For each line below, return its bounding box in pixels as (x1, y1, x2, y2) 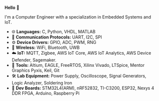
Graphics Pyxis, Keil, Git (11, 67, 60, 73)
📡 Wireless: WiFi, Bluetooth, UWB (11, 44, 80, 50)
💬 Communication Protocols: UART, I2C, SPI (11, 34, 102, 40)
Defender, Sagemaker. (11, 57, 57, 63)
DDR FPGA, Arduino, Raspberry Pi (11, 90, 80, 96)
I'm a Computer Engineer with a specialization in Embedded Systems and (4, 14, 151, 20)
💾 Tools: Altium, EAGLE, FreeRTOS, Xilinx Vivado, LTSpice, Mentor (11, 62, 145, 68)
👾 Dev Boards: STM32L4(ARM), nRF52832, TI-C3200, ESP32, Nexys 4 (11, 85, 154, 91)
